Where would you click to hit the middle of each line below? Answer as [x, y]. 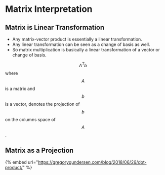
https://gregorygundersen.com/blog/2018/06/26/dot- [92, 162]
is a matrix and [20, 88]
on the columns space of [30, 119]
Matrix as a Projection [40, 151]
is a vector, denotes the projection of [42, 104]
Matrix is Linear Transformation [55, 27]
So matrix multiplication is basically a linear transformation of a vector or [86, 50]
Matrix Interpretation [49, 9]
